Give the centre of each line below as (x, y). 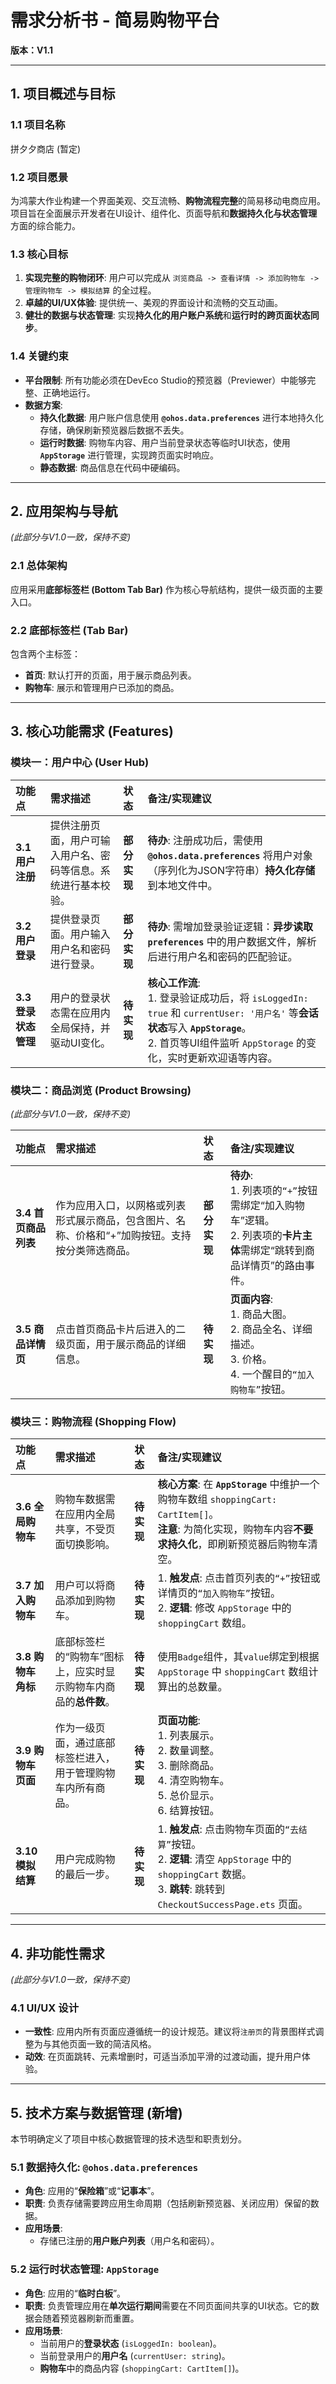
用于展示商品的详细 (141, 1344)
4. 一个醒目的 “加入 (272, 1374)
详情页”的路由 (272, 1265)
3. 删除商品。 (188, 1766)
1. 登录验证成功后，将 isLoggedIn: (228, 998)
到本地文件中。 (182, 885)
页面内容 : (251, 1299)
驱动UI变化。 (80, 1043)
